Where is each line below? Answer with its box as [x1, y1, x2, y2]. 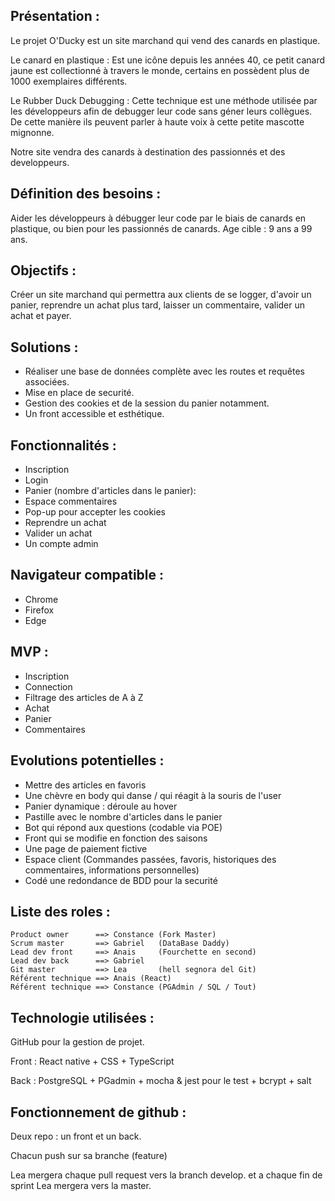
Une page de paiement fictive [24, 842, 148, 854]
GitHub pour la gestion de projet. [10, 1036, 145, 1048]
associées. [24, 376, 70, 388]
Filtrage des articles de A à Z [24, 691, 144, 703]
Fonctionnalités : [10, 437, 117, 454]
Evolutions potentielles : [10, 752, 165, 769]
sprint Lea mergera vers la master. [10, 1179, 152, 1191]
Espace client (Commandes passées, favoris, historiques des [24, 853, 277, 865]
